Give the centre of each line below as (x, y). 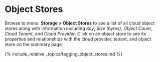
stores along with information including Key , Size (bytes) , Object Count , (78, 28)
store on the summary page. (34, 44)
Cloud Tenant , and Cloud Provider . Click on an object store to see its (75, 33)
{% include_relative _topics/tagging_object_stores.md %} (64, 54)
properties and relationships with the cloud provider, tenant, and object (78, 39)
